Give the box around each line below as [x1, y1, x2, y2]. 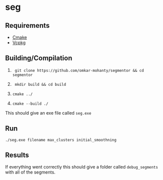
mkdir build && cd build [14, 82, 66, 87]
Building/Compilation [5, 54, 73, 62]
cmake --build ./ [12, 101, 49, 106]
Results [5, 151, 29, 160]
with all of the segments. [5, 169, 56, 175]
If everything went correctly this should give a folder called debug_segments [5, 164, 158, 170]
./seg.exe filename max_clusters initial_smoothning [5, 137, 117, 142]
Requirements [5, 21, 50, 30]
